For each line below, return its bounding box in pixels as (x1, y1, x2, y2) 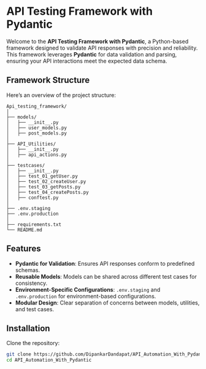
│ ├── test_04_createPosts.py (6, 189, 89, 195)
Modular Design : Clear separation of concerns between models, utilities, (15, 299, 200, 306)
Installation (6, 323, 50, 333)
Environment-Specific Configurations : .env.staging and (15, 285, 161, 293)
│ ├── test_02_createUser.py (6, 178, 86, 185)
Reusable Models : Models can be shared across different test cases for (15, 273, 197, 280)
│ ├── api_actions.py (6, 152, 67, 158)
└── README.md (6, 227, 43, 233)
